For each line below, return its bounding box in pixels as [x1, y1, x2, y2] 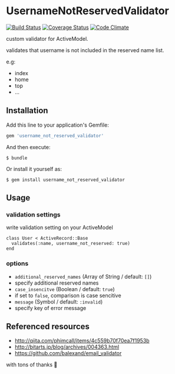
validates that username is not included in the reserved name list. [6, 46, 164, 54]
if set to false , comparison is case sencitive [14, 292, 122, 299]
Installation [6, 105, 48, 116]
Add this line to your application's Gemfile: [6, 121, 109, 128]
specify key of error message [14, 304, 87, 311]
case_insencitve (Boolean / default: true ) [14, 285, 115, 292]
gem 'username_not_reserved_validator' [6, 133, 104, 138]
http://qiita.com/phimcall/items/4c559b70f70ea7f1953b [14, 337, 150, 344]
